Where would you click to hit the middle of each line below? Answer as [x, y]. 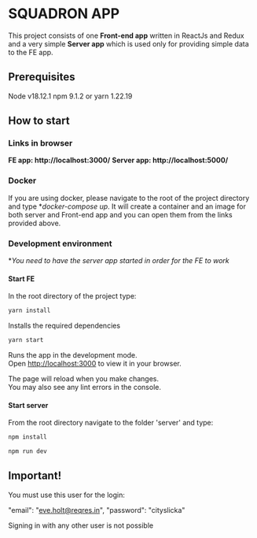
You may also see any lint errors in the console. [84, 387]
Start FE [22, 278]
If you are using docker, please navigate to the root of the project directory [129, 198]
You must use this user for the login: [67, 495]
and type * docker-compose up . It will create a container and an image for [127, 206]
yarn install [29, 311]
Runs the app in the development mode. [73, 354]
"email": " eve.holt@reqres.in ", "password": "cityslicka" [97, 510]
